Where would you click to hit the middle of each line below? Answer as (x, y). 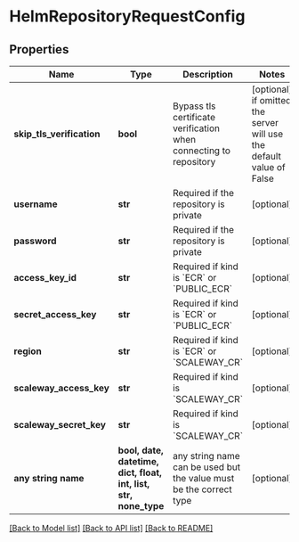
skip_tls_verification (57, 134)
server (265, 123)
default (267, 156)
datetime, (138, 461)
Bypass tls (194, 106)
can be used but (206, 467)
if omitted (271, 100)
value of (269, 167)
